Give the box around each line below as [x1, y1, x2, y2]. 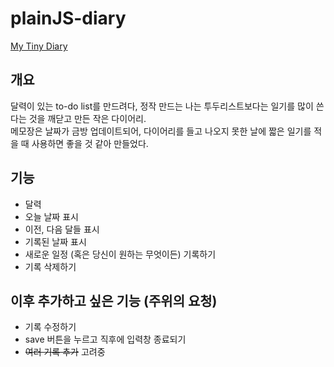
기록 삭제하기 [24, 260, 77, 272]
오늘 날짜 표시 [24, 210, 79, 222]
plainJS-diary [10, 7, 127, 30]
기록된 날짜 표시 [24, 235, 87, 247]
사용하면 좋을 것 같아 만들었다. [31, 137, 149, 149]
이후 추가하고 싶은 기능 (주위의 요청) [10, 292, 218, 309]
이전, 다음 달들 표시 [24, 223, 100, 235]
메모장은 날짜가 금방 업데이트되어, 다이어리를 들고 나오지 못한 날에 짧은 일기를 [10, 125, 312, 137]
